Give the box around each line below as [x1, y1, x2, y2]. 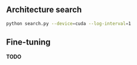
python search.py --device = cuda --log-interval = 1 [6, 20, 132, 26]
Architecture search [6, 5, 82, 15]
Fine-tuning [6, 37, 51, 47]
